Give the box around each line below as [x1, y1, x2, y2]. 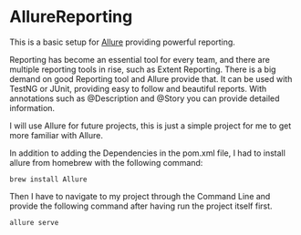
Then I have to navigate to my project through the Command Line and [9, 190, 271, 201]
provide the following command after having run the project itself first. [9, 200, 273, 211]
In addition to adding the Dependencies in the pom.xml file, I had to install [9, 148, 285, 158]
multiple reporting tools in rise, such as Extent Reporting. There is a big [9, 64, 276, 75]
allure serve [9, 218, 59, 227]
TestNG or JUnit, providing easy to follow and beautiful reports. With [9, 83, 267, 94]
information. [9, 102, 56, 113]
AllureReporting [9, 6, 133, 27]
